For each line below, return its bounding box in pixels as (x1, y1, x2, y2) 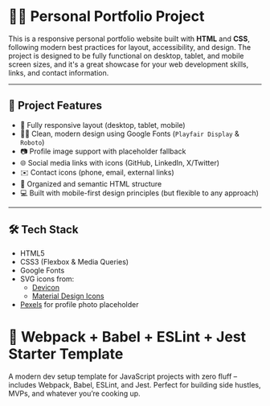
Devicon (31, 282, 60, 292)
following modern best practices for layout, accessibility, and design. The (8, 42, 252, 51)
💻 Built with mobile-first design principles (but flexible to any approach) (19, 188, 260, 198)
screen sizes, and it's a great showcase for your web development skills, (8, 59, 249, 69)
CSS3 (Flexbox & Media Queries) (19, 256, 129, 266)
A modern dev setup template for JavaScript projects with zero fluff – (8, 371, 238, 381)
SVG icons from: (19, 273, 75, 284)
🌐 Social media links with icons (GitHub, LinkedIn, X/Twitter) (19, 158, 219, 167)
